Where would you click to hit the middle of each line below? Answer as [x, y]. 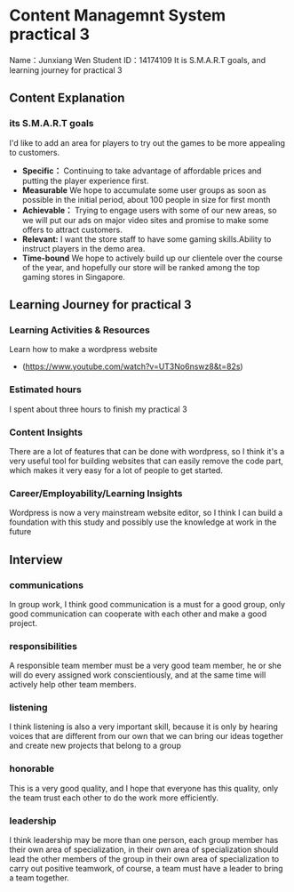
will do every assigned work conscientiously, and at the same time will [138, 675]
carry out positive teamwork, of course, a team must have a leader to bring [146, 869]
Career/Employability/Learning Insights [96, 493]
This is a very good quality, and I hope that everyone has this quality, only [144, 788]
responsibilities [44, 646]
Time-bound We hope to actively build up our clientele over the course [152, 258]
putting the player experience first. [85, 181]
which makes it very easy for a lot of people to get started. [116, 470]
